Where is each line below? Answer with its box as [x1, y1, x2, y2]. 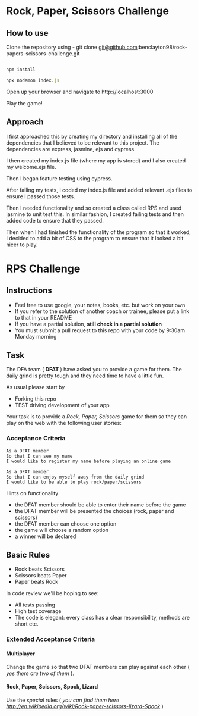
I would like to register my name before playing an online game [6, 458, 171, 464]
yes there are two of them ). [6, 670, 74, 677]
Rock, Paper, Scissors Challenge [6, 4, 169, 18]
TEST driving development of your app [14, 402, 110, 409]
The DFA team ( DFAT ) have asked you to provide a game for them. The [6, 366, 182, 373]
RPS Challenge [6, 262, 81, 275]
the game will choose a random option [14, 526, 108, 533]
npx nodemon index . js [6, 77, 60, 83]
